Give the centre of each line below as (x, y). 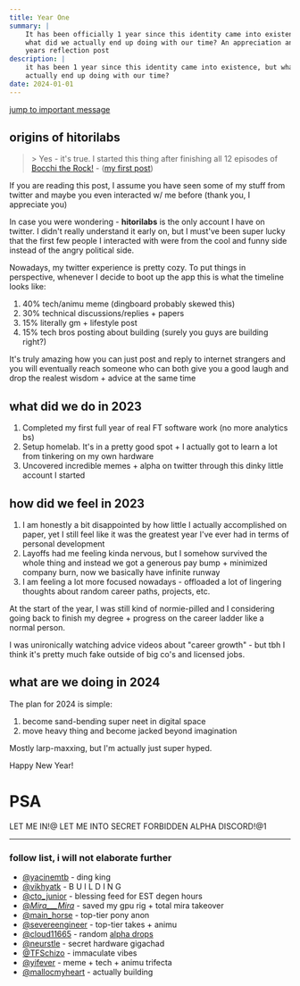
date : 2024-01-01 (42, 84)
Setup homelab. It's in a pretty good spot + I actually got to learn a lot (150, 447)
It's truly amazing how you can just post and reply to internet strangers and (147, 359)
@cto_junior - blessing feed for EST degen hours (112, 896)
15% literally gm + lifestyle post (79, 323)
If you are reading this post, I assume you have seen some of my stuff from (147, 186)
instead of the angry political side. (72, 250)
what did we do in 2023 (75, 406)
